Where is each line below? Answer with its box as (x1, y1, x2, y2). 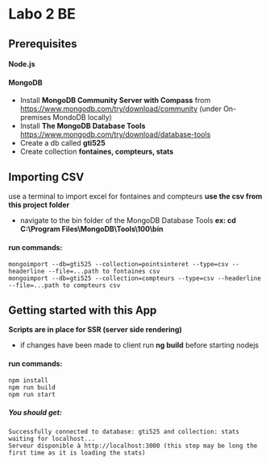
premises (19, 113, 52, 122)
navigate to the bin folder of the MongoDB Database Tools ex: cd (19, 216, 236, 225)
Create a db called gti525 (19, 138, 106, 148)
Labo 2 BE (8, 5, 77, 23)
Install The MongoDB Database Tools (19, 121, 146, 131)
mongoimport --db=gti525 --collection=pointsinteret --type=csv (8, 261, 229, 269)
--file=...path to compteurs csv (8, 282, 121, 290)
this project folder (8, 200, 70, 210)
